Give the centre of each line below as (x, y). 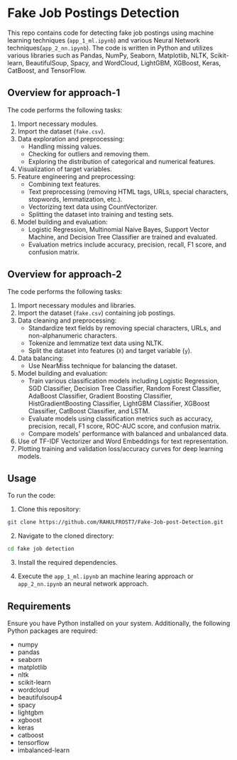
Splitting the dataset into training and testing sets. (101, 214)
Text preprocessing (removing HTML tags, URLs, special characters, (128, 191)
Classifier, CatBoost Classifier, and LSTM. (89, 411)
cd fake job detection (41, 549)
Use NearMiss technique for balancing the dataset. (103, 365)
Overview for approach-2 (65, 275)
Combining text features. (65, 184)
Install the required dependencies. (68, 563)
